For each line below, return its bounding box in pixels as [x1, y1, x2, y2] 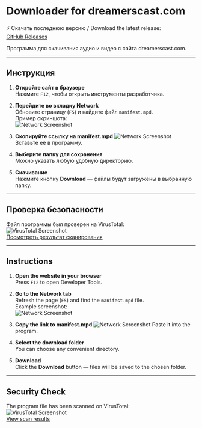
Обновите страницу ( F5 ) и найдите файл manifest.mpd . [14, 108, 153, 115]
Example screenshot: [14, 303, 67, 310]
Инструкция [6, 68, 55, 78]
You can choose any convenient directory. [14, 346, 120, 353]
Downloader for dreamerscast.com [6, 4, 186, 18]
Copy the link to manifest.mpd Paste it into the [14, 321, 191, 328]
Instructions [6, 256, 53, 266]
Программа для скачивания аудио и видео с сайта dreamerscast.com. [6, 44, 187, 52]
